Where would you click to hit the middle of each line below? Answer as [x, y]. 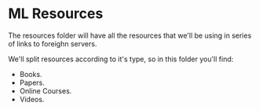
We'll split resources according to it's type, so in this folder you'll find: [121, 59]
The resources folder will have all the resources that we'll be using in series [130, 35]
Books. [31, 74]
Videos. [32, 99]
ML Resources [56, 14]
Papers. [32, 82]
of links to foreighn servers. [53, 43]
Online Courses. [46, 90]
